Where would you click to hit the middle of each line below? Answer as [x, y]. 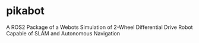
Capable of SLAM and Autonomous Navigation [63, 33]
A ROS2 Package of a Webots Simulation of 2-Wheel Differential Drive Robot [99, 27]
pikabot [25, 11]
